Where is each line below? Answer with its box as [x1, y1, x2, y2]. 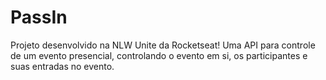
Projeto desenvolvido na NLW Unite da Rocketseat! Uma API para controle [10, 39, 316, 51]
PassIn [10, 6, 68, 29]
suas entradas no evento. [10, 60, 115, 72]
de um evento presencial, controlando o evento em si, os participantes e [10, 49, 308, 61]
